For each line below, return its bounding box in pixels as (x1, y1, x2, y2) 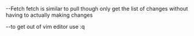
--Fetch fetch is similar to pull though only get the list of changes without (5, 5, 189, 12)
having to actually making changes (5, 11, 93, 19)
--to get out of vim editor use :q (5, 23, 85, 30)
